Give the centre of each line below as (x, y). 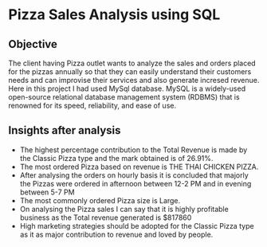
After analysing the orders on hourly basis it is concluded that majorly (134, 175)
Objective (33, 44)
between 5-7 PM (47, 192)
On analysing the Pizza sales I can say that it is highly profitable (124, 209)
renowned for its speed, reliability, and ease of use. (92, 106)
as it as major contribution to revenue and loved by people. (116, 234)
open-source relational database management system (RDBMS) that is (124, 97)
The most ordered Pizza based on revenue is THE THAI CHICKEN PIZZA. (139, 167)
